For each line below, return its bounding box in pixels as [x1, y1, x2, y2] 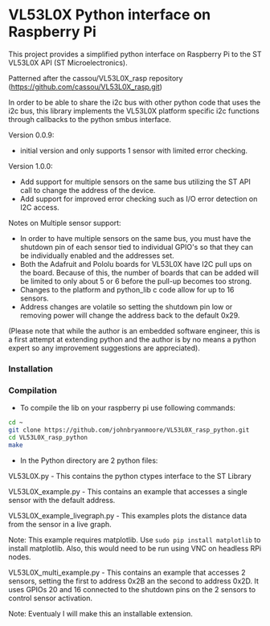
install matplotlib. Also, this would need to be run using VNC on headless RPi [8, 543, 262, 553]
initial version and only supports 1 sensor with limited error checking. [19, 145, 247, 155]
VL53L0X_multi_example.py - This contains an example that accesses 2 [8, 567, 246, 577]
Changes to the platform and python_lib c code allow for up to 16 [19, 284, 235, 294]
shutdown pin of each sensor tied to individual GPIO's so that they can [19, 242, 253, 252]
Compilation [8, 384, 58, 395]
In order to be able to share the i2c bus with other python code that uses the [8, 97, 261, 107]
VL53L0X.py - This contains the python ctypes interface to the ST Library [8, 471, 252, 481]
